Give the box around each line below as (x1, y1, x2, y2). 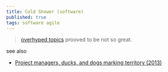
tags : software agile (6, 20, 60, 26)
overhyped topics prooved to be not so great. (20, 36, 132, 43)
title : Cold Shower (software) (6, 8, 84, 15)
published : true (6, 14, 46, 20)
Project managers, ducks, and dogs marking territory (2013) (14, 59, 162, 66)
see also (6, 48, 27, 55)
